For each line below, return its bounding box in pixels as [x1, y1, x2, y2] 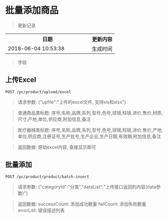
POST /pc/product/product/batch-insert [5, 174, 90, 179]
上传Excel [5, 76, 36, 84]
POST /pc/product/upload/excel [5, 89, 71, 95]
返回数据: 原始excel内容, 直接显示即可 [17, 144, 96, 150]
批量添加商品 [5, 5, 59, 16]
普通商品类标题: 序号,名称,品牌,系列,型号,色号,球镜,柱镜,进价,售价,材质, [17, 110, 163, 116]
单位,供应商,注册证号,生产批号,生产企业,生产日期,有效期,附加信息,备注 [17, 133, 161, 139]
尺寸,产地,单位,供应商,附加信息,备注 [17, 116, 91, 122]
